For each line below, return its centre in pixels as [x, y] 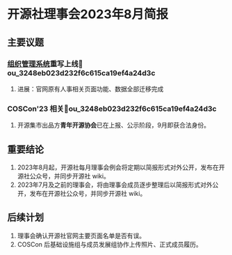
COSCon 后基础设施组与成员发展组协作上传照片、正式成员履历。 [110, 244]
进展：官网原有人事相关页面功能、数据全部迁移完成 [90, 88]
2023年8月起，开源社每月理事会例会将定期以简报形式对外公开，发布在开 [121, 167]
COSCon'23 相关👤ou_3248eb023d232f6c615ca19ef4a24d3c [112, 109]
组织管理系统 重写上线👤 [45, 63]
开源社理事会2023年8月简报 [88, 14]
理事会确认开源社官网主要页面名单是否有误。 [81, 235]
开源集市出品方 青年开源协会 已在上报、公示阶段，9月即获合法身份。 [114, 125]
